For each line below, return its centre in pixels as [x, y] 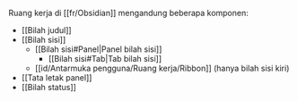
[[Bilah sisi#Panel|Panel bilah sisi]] [98, 49]
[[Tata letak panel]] [57, 78]
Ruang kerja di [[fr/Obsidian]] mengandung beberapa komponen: [128, 13]
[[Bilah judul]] [47, 30]
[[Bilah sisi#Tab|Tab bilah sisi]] [105, 59]
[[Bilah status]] [49, 87]
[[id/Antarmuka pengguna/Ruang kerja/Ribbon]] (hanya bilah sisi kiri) [162, 68]
